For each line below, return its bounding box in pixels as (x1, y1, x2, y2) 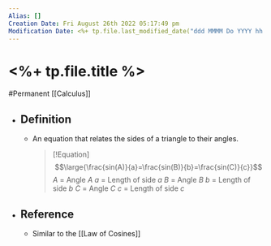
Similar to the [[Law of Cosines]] (32, 228, 141, 238)
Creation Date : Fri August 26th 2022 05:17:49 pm (8, 19, 180, 28)
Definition (19, 112, 71, 126)
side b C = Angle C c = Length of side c (52, 183, 185, 193)
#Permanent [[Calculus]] (8, 88, 91, 98)
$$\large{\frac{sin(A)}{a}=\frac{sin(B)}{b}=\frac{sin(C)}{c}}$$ (54, 162, 263, 172)
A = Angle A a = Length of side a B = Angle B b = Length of (52, 175, 252, 185)
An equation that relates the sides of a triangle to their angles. (32, 134, 239, 144)
